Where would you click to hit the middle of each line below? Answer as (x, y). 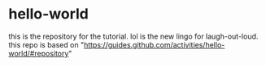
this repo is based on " (46, 44)
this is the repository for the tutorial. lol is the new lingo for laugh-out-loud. (133, 36)
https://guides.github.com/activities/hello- (155, 44)
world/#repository (39, 53)
